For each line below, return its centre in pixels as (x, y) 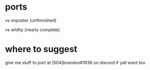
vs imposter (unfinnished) (31, 20)
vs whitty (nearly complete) (33, 29)
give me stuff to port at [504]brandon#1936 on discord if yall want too (75, 62)
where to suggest (41, 49)
